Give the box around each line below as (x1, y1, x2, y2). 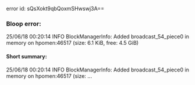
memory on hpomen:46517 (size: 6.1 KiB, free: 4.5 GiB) (6, 40, 139, 47)
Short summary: (6, 53, 47, 60)
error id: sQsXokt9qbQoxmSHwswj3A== (6, 5, 105, 12)
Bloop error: (6, 19, 41, 28)
